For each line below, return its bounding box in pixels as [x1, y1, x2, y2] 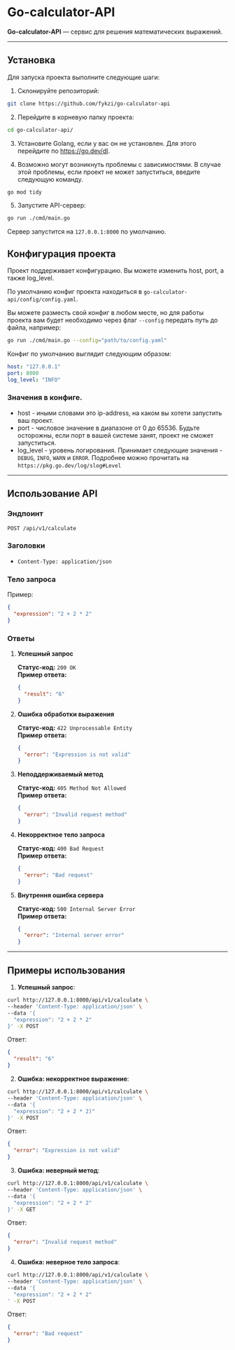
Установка [7, 54, 56, 67]
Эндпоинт [7, 509, 43, 519]
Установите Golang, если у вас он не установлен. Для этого [17, 139, 197, 147]
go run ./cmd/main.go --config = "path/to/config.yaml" [7, 337, 168, 344]
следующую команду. [17, 175, 84, 183]
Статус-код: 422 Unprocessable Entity [17, 723, 133, 731]
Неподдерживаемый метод [17, 770, 104, 778]
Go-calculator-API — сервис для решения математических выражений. [7, 27, 223, 36]
